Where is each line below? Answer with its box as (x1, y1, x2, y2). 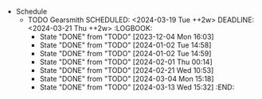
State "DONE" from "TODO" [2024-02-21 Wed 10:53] (39, 66, 214, 74)
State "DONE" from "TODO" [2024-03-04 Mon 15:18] (39, 74, 214, 83)
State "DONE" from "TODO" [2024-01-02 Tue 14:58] (39, 40, 212, 50)
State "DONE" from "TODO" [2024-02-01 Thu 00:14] (39, 57, 213, 67)
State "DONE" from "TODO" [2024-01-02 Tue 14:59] (39, 49, 212, 58)
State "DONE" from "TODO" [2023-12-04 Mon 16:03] (39, 32, 214, 41)
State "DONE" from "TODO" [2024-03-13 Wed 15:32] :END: (39, 82, 235, 92)
